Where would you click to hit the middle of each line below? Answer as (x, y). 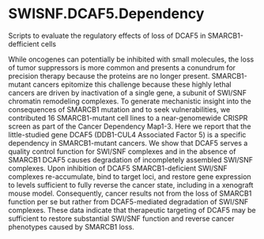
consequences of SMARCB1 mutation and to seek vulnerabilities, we (119, 109)
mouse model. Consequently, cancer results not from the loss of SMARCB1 (130, 193)
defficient (24, 43)
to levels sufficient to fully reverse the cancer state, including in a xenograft (131, 185)
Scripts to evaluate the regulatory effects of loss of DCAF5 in (107, 35)
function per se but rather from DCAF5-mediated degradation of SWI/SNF (128, 201)
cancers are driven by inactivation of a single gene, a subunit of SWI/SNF (128, 92)
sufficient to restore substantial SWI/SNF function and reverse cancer (121, 218)
